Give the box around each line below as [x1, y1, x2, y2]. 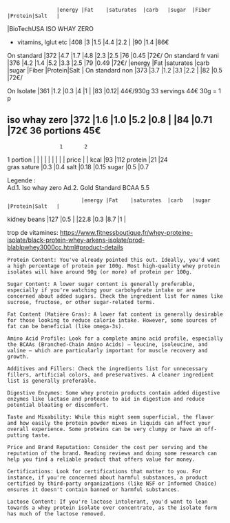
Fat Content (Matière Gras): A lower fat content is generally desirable [7, 311, 224, 318]
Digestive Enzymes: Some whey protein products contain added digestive [7, 389, 220, 397]
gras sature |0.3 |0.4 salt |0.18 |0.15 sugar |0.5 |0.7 [7, 162, 149, 171]
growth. [7, 353, 30, 360]
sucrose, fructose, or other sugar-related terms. [7, 298, 156, 305]
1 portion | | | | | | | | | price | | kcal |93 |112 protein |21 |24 [7, 155, 168, 164]
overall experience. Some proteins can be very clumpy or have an [7, 426, 202, 432]
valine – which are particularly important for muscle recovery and [7, 347, 208, 354]
